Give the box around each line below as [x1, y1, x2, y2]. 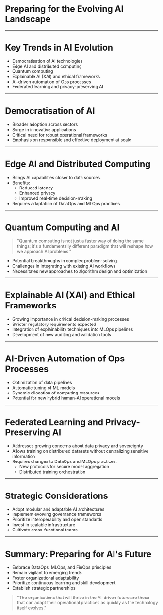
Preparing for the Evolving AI [5, 3, 124, 15]
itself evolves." [16, 605, 47, 611]
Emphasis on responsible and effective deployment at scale [12, 137, 131, 143]
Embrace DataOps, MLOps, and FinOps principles [12, 564, 112, 570]
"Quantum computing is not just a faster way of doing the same [16, 238, 144, 244]
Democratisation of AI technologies [12, 58, 83, 64]
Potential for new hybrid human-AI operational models [12, 395, 120, 401]
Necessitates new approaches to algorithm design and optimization [12, 268, 147, 274]
